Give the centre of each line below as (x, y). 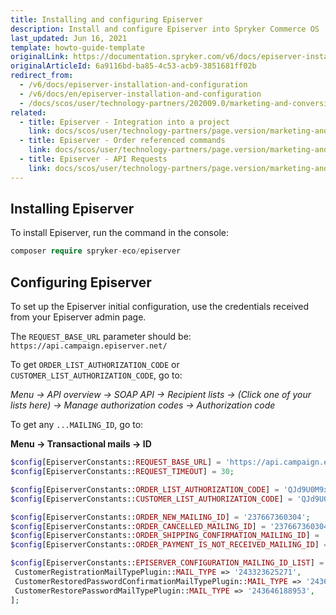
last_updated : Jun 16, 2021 (69, 38)
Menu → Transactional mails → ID (81, 444)
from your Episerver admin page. (78, 317)
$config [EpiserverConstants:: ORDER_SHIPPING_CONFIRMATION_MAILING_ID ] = (165, 536)
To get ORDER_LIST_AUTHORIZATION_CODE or (95, 365)
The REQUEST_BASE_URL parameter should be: (101, 337)
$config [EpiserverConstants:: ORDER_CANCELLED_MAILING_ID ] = (138, 526)
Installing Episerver (72, 209)
